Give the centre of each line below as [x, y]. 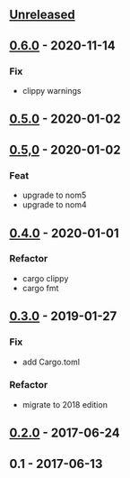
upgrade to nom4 [54, 205]
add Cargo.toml [51, 362]
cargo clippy [45, 278]
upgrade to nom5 [54, 195]
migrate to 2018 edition [65, 404]
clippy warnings [52, 91]
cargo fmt [40, 288]
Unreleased [43, 15]
